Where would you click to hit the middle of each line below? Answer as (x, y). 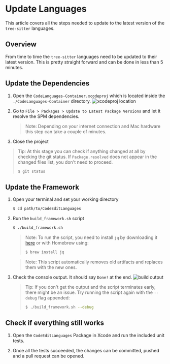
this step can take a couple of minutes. (66, 131)
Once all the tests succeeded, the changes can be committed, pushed (86, 350)
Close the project (31, 141)
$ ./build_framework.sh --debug (59, 307)
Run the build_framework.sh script (48, 219)
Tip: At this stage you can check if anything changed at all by (81, 151)
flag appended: (54, 297)
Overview (21, 44)
